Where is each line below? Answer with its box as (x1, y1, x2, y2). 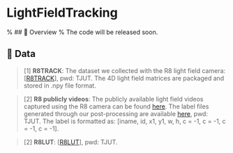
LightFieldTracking (6, 5, 118, 21)
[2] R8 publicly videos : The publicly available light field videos (23, 95, 204, 103)
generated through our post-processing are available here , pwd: (23, 109, 209, 118)
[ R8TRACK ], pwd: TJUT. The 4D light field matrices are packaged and (23, 74, 225, 82)
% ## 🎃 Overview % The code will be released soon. (6, 28, 158, 36)
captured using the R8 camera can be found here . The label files (23, 102, 209, 111)
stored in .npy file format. (23, 81, 97, 90)
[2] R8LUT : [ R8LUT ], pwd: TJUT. (23, 138, 118, 146)
